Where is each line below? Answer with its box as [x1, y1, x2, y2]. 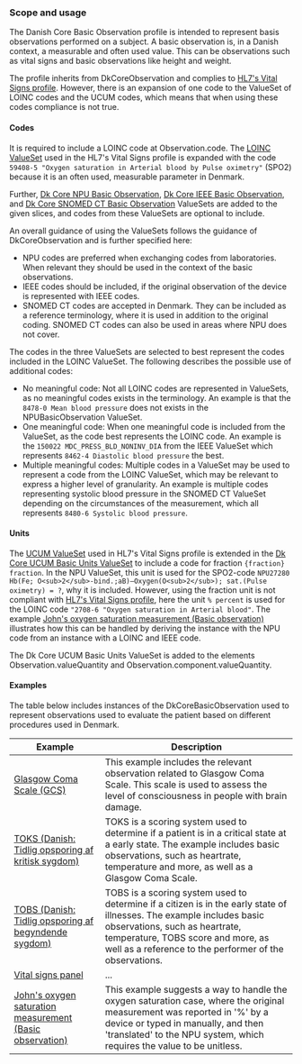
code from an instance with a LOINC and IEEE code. [9, 632, 201, 643]
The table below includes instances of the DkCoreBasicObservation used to [9, 700, 289, 711]
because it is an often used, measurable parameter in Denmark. [9, 171, 245, 182]
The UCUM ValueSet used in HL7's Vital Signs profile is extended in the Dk [9, 548, 286, 559]
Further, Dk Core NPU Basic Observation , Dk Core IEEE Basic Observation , [9, 188, 285, 199]
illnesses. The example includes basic [104, 908, 265, 921]
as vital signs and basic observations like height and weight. [9, 56, 232, 67]
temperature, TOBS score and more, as [104, 931, 270, 943]
